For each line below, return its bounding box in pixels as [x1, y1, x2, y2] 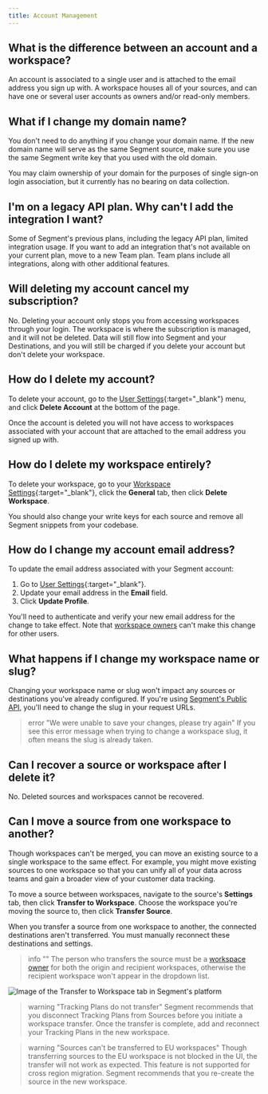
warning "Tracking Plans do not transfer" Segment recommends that [27, 1002, 254, 1011]
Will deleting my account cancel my [8, 282, 190, 296]
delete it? [8, 770, 56, 784]
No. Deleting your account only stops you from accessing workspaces [8, 316, 239, 325]
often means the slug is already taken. [27, 735, 154, 745]
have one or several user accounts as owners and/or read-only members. [8, 92, 250, 101]
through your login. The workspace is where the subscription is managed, [8, 324, 251, 333]
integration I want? [8, 212, 104, 226]
